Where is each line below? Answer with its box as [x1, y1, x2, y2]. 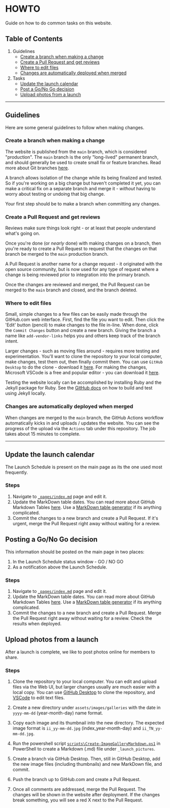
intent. [5, 338, 19, 344]
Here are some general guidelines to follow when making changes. [5, 124, 144, 130]
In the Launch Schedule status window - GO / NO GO [12, 558, 124, 564]
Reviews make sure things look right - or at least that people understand [5, 225, 156, 231]
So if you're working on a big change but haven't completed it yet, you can [5, 180, 161, 186]
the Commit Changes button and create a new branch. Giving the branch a [5, 327, 156, 334]
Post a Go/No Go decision [20, 86, 74, 92]
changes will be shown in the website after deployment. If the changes [12, 792, 160, 798]
